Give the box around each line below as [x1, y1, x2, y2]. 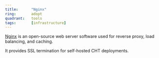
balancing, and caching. [5, 39, 53, 45]
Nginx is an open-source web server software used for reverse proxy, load [5, 34, 155, 39]
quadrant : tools [5, 16, 42, 21]
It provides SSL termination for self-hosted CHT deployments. [5, 48, 129, 54]
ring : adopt [5, 12, 42, 16]
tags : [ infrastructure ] [5, 20, 67, 25]
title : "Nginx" [5, 7, 47, 12]
